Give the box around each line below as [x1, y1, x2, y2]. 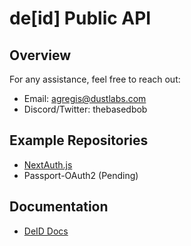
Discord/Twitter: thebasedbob [23, 103, 148, 115]
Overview [9, 47, 72, 64]
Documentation [9, 198, 109, 216]
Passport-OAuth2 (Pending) [23, 169, 139, 181]
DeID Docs [23, 225, 69, 237]
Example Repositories [9, 132, 149, 149]
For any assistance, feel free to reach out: [9, 73, 181, 85]
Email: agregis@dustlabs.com [23, 93, 147, 104]
